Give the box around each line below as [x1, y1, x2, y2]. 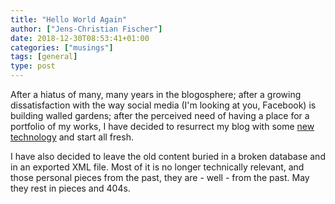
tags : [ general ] [10, 52, 78, 62]
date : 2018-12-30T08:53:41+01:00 [10, 33, 150, 43]
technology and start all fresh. [10, 131, 134, 143]
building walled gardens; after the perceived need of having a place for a [10, 110, 310, 121]
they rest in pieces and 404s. [10, 182, 131, 194]
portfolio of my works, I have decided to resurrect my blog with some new [10, 121, 315, 132]
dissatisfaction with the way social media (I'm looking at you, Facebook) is [10, 99, 317, 111]
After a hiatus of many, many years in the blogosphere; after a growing [10, 89, 302, 100]
